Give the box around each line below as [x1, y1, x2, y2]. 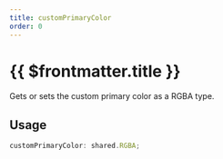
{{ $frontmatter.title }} [9, 61, 181, 82]
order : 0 [9, 22, 43, 31]
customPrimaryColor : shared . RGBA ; [9, 142, 141, 151]
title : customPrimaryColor [9, 13, 112, 23]
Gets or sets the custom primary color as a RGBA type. [9, 91, 215, 102]
